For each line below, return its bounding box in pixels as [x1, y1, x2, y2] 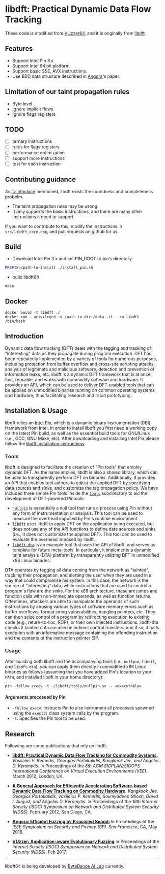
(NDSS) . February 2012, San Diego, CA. [12, 809, 92, 815]
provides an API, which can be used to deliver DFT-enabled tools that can [5, 382, 154, 388]
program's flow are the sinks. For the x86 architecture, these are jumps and [5, 588, 158, 594]
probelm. [5, 194, 24, 200]
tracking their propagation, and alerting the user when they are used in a [5, 572, 152, 578]
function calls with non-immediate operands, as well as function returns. [5, 593, 152, 599]
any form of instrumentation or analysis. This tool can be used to [12, 510, 143, 516]
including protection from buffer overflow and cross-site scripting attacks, [5, 361, 155, 367]
